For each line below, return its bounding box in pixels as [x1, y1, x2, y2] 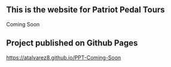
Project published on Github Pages [6, 38, 138, 48]
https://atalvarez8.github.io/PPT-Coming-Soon [6, 54, 121, 61]
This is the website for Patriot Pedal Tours [6, 5, 166, 15]
